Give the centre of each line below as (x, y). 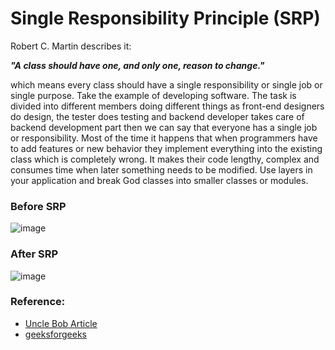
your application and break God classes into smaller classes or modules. (159, 180)
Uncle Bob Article (61, 323)
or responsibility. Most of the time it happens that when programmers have (164, 138)
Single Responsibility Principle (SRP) (165, 18)
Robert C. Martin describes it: (71, 46)
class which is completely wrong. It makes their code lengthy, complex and (165, 159)
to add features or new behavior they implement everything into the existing (166, 148)
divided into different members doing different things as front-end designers (167, 106)
